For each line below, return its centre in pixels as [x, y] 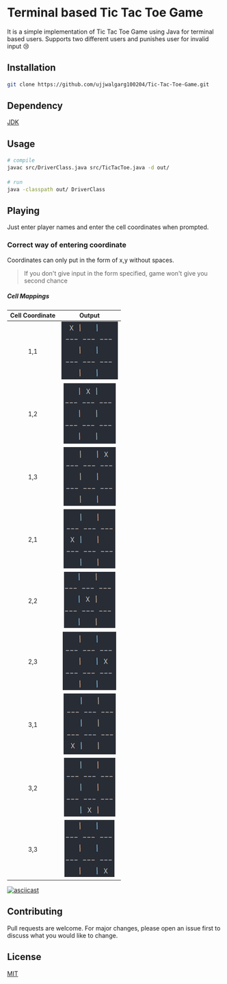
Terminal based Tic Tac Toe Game [105, 13]
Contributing [35, 912]
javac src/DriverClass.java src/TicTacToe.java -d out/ [88, 168]
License [24, 957]
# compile [21, 160]
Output [90, 315]
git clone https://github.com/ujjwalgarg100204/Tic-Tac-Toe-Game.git [108, 84]
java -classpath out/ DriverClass [56, 189]
